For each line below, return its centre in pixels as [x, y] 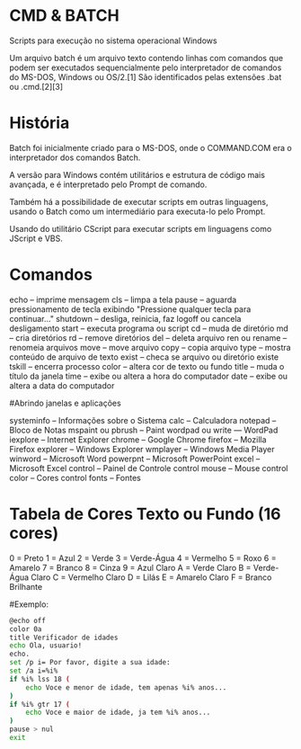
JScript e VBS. [36, 238]
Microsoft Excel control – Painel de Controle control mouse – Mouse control [149, 468]
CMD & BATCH [64, 16]
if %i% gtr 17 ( [40, 704]
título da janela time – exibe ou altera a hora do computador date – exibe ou [149, 376]
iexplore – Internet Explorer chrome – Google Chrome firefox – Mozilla [138, 439]
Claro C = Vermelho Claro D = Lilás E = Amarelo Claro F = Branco [151, 577]
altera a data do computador [62, 385]
